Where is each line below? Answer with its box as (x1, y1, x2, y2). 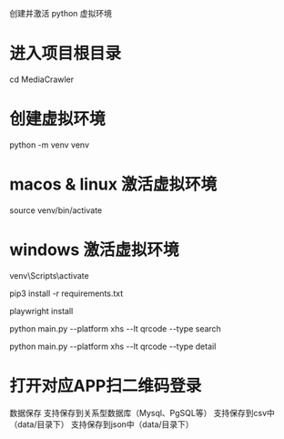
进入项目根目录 (9, 44, 122, 64)
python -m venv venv (9, 139, 89, 150)
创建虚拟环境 (9, 108, 106, 129)
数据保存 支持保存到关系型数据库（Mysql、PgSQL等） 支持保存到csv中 (9, 407, 276, 418)
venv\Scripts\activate (9, 270, 89, 281)
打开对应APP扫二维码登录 (9, 375, 202, 396)
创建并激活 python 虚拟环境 (9, 8, 112, 18)
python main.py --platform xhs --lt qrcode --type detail (9, 341, 217, 352)
